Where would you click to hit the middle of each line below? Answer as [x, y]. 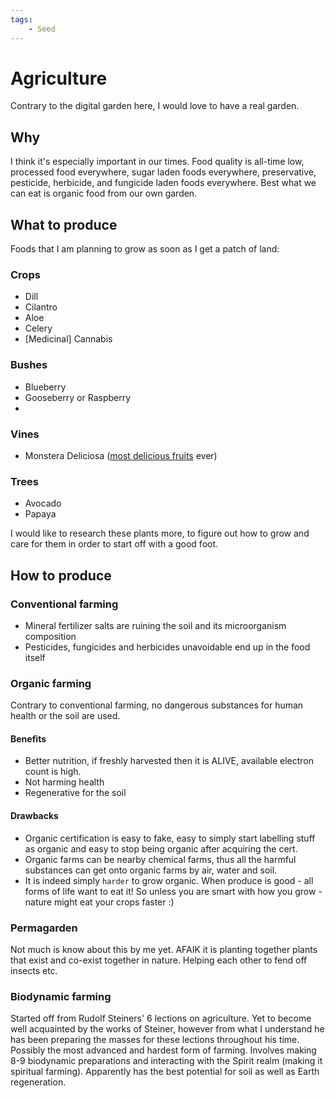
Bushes [29, 365]
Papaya [40, 514]
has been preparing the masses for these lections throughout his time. [155, 1040]
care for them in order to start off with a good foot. [114, 544]
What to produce [64, 224]
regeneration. [38, 1082]
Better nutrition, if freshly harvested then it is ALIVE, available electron [169, 761]
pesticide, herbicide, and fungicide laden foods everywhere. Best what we [163, 183]
